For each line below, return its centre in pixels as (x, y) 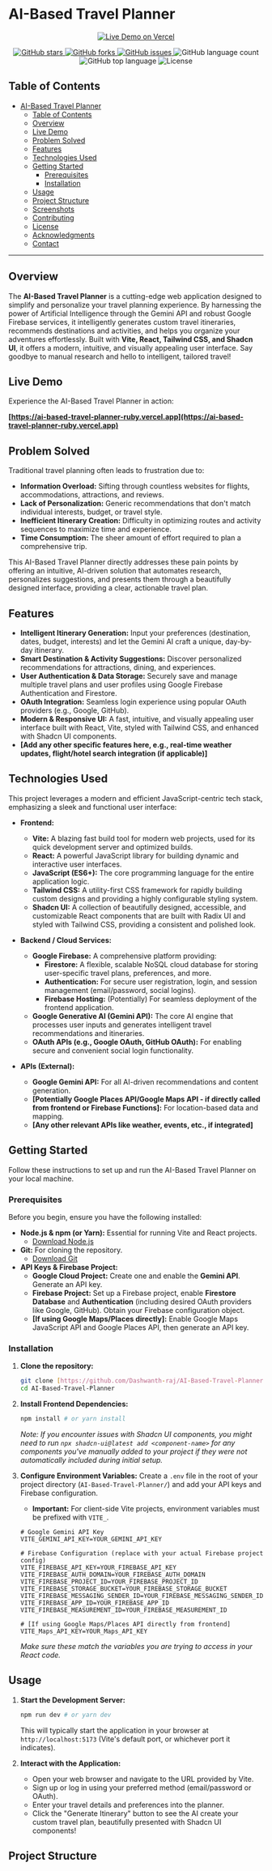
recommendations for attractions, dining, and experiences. (118, 667)
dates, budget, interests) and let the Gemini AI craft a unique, (122, 641)
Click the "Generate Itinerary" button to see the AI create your (135, 1813)
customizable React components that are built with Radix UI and (139, 915)
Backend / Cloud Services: (66, 940)
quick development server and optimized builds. (113, 846)
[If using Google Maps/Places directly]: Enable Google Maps (135, 1319)
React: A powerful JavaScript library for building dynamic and (135, 855)
